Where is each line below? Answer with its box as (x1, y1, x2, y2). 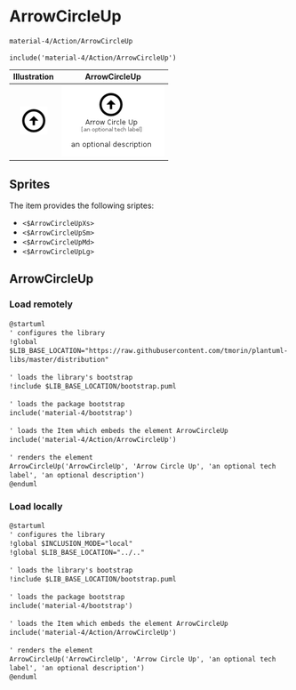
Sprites (9, 176, 51, 192)
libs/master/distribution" (9, 355, 109, 364)
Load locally (9, 500, 63, 512)
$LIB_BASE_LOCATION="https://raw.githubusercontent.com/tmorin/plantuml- (9, 346, 289, 355)
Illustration (12, 71, 55, 82)
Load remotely (9, 298, 74, 310)
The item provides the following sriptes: (9, 200, 155, 211)
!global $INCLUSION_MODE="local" (9, 539, 133, 548)
